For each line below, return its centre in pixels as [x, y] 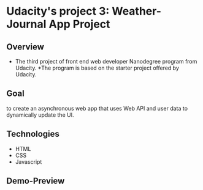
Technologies [33, 134]
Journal [26, 24]
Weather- [136, 11]
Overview [25, 47]
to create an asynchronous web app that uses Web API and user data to [97, 108]
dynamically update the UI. [40, 115]
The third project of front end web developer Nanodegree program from [106, 61]
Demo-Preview [36, 181]
